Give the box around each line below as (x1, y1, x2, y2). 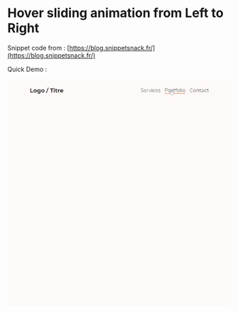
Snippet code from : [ (7, 43, 70, 52)
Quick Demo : (7, 65, 48, 73)
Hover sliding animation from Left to (7, 5, 224, 21)
